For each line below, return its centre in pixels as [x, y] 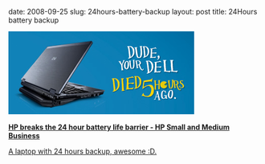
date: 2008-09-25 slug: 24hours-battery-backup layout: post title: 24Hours [133, 12]
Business [24, 135]
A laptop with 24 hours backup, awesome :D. [83, 151]
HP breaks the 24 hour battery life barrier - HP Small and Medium [119, 127]
